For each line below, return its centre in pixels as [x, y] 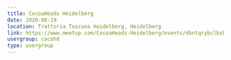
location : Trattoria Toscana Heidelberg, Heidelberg [84, 26]
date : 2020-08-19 [32, 20]
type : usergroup [30, 46]
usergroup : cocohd [33, 39]
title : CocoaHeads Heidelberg [51, 13]
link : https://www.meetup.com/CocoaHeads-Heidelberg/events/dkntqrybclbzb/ [118, 33]
